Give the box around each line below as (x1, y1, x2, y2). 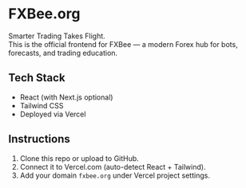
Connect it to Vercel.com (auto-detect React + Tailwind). (19, 162, 206, 171)
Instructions (8, 132, 70, 146)
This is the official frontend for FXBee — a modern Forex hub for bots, (8, 39, 238, 49)
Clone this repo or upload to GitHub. (19, 153, 140, 163)
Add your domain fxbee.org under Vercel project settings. (19, 170, 210, 180)
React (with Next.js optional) (19, 92, 113, 102)
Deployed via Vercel (19, 109, 86, 119)
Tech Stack (8, 71, 65, 84)
